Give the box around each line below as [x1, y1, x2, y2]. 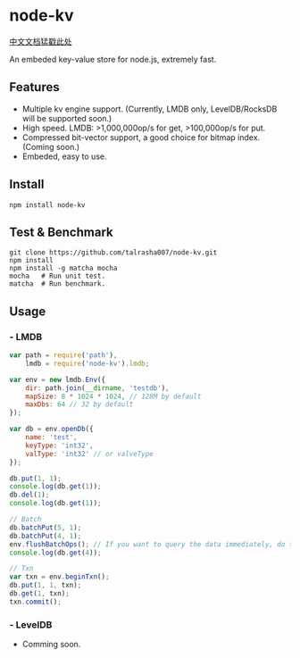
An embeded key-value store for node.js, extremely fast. [9, 54, 217, 64]
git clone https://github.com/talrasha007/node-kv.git [9, 248, 218, 257]
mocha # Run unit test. [9, 271, 105, 281]
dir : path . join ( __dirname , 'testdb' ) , [25, 383, 170, 393]
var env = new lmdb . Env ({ [9, 375, 105, 384]
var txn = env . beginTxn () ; [9, 572, 110, 581]
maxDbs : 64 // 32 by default [25, 400, 134, 409]
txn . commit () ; [9, 597, 62, 606]
